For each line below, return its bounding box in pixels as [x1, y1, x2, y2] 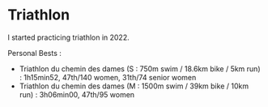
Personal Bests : [7, 48, 62, 58]
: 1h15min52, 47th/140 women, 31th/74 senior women [19, 72, 197, 82]
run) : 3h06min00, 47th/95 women [19, 89, 135, 99]
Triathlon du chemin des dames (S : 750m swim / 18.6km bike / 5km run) [19, 63, 261, 74]
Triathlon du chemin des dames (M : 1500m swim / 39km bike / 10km [19, 81, 249, 91]
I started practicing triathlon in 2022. [7, 32, 130, 42]
